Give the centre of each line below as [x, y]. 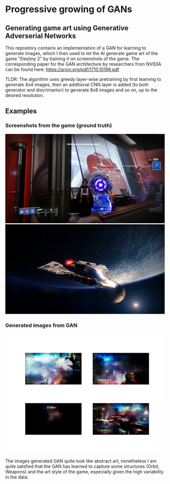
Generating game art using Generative [67, 28]
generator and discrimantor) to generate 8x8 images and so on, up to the [81, 90]
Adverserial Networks [41, 36]
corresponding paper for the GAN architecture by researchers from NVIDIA [83, 64]
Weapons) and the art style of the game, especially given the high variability [84, 471]
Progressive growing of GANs [69, 9]
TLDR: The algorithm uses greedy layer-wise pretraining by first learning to [83, 79]
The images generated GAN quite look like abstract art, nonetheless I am [81, 461]
